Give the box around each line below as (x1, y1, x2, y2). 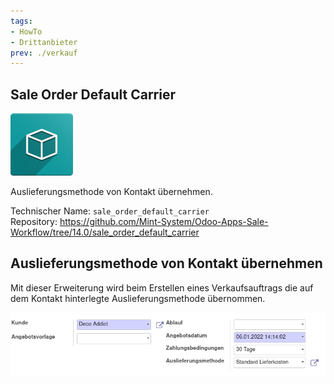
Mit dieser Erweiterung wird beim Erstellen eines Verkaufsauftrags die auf (10, 281, 314, 294)
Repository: (10, 216, 58, 228)
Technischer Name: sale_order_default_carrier (10, 205, 210, 217)
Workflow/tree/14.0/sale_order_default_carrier (10, 226, 200, 239)
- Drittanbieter (10, 37, 78, 47)
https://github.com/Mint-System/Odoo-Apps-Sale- (59, 216, 269, 228)
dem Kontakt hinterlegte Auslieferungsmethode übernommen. (10, 292, 266, 304)
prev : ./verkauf (10, 48, 78, 58)
